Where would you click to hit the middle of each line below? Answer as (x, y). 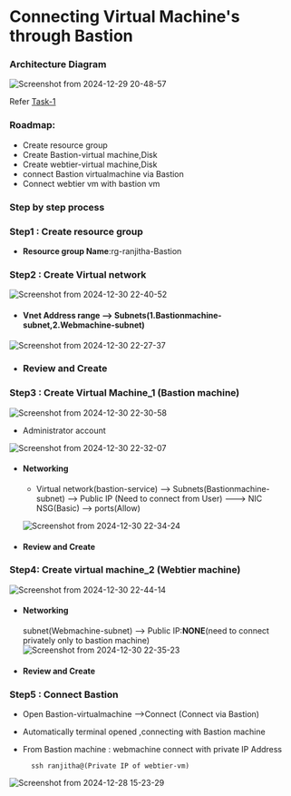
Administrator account (64, 430)
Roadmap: (33, 125)
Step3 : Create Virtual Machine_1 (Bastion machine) (125, 393)
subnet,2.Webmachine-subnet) (83, 325)
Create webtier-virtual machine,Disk (90, 164)
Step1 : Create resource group (76, 231)
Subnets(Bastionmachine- (221, 488)
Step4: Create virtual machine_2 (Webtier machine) (125, 570)
